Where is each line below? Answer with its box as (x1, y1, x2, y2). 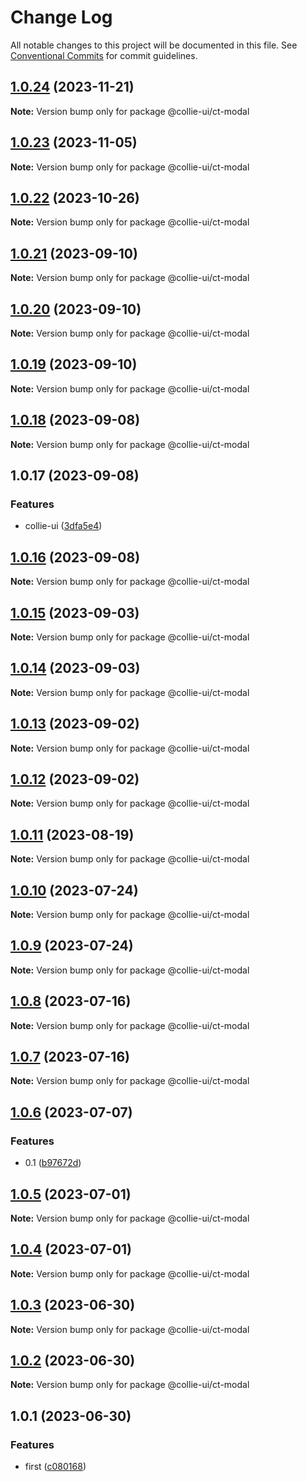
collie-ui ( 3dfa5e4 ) (24, 520, 103, 532)
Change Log (10, 6, 113, 29)
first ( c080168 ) (24, 1461, 87, 1473)
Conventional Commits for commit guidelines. (10, 49, 198, 61)
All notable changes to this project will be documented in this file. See (10, 39, 298, 51)
